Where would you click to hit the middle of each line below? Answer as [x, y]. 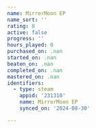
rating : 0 [21, 26]
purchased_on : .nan [35, 52]
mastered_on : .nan [33, 77]
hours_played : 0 [30, 45]
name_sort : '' [27, 20]
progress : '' [26, 39]
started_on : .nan [32, 58]
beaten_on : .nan [30, 64]
